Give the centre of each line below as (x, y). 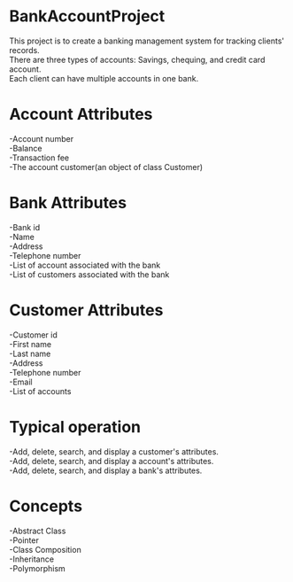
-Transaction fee (39, 158)
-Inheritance (32, 559)
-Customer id (33, 335)
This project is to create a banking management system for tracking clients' (147, 41)
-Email (21, 382)
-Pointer (24, 540)
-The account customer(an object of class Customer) (106, 167)
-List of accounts (40, 391)
